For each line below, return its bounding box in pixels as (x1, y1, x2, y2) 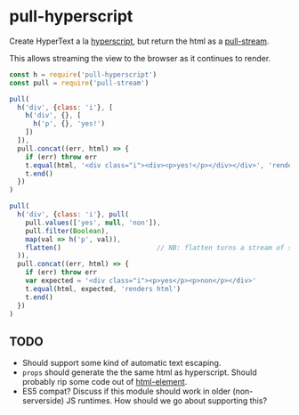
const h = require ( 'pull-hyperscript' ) (9, 69, 158, 79)
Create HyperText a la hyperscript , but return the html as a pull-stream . (9, 36, 270, 46)
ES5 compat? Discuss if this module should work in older (21, 386, 231, 397)
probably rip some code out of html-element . (21, 377, 188, 387)
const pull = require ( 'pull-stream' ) (9, 78, 149, 87)
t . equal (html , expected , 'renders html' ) (25, 284, 181, 293)
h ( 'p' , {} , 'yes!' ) (32, 119, 105, 128)
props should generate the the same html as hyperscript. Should (21, 367, 257, 378)
